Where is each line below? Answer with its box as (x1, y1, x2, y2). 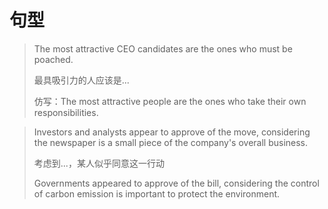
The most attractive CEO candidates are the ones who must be (33, 42, 293, 55)
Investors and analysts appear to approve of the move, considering (33, 126, 311, 138)
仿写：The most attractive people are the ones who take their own (33, 95, 307, 107)
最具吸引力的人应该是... (33, 74, 130, 86)
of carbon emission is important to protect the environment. (33, 187, 281, 200)
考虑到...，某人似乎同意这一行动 (33, 157, 165, 169)
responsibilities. (33, 106, 99, 118)
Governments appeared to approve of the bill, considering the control (33, 177, 320, 189)
